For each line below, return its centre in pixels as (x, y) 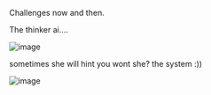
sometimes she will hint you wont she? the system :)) (105, 64)
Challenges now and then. (57, 13)
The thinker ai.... (39, 29)
